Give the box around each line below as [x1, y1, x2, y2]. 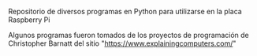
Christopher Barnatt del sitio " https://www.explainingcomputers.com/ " [8, 39, 237, 48]
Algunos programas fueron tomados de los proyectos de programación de [8, 31, 250, 39]
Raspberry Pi [8, 15, 50, 24]
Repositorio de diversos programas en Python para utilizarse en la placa [8, 7, 242, 16]
